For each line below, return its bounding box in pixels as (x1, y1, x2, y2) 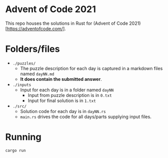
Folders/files (5, 43, 60, 55)
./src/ (12, 103, 27, 109)
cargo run (5, 148, 26, 153)
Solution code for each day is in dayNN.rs (20, 108, 106, 114)
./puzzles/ (12, 61, 36, 66)
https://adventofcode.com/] (7, 25, 65, 31)
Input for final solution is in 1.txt (27, 97, 96, 103)
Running (5, 131, 42, 143)
